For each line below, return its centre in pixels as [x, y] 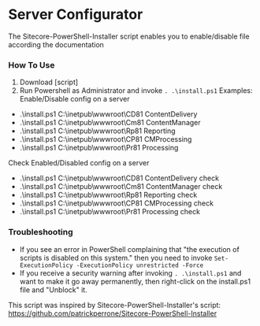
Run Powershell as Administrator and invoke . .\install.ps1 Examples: [136, 91]
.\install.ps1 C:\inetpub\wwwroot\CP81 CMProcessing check [117, 203]
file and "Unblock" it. [54, 290]
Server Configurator [76, 15]
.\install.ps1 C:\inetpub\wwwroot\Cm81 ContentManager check [121, 187]
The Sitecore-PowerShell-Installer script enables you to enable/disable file [129, 36]
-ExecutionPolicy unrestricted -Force [140, 265]
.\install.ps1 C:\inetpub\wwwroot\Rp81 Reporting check [108, 195]
